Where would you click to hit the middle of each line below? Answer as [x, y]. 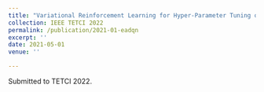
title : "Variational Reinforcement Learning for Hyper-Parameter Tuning [130, 15]
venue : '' [24, 52]
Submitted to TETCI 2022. [50, 81]
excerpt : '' [27, 37]
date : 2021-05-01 [37, 45]
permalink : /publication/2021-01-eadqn [73, 30]
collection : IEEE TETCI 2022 [56, 23]
